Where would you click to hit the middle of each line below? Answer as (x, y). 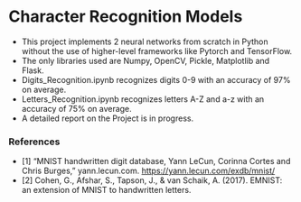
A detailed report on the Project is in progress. (108, 118)
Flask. (33, 70)
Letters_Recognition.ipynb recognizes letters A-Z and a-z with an (143, 99)
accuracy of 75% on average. (76, 108)
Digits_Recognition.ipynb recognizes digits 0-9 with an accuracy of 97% (156, 79)
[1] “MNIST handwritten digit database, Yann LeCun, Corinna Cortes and (156, 161)
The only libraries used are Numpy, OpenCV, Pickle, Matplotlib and (146, 60)
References (34, 142)
